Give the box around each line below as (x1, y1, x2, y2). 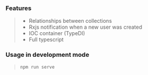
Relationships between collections (28, 18, 113, 25)
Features (5, 4, 32, 12)
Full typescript (28, 36, 64, 43)
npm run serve (19, 64, 55, 70)
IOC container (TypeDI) (28, 30, 85, 37)
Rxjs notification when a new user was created (28, 23, 143, 30)
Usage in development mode (5, 51, 90, 59)
